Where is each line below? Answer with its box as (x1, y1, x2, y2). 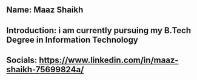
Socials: (6, 55, 38, 66)
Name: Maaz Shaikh (6, 5, 84, 15)
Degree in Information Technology (6, 34, 138, 45)
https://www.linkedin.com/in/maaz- (39, 55, 179, 66)
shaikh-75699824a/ (6, 64, 84, 75)
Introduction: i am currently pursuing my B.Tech (6, 25, 192, 35)
